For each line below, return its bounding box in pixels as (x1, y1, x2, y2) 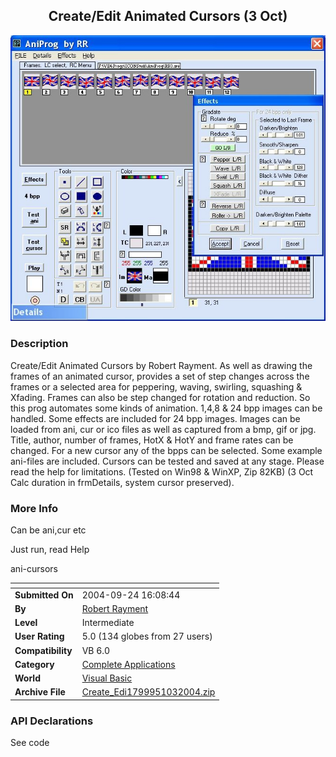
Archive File (14, 686, 66, 698)
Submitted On (14, 589, 74, 601)
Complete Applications (81, 658, 176, 670)
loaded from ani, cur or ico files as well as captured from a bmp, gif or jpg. (10, 423, 317, 435)
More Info (10, 501, 59, 515)
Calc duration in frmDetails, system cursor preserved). (10, 476, 235, 488)
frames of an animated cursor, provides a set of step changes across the (10, 370, 310, 382)
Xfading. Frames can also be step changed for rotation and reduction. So (10, 391, 311, 403)
